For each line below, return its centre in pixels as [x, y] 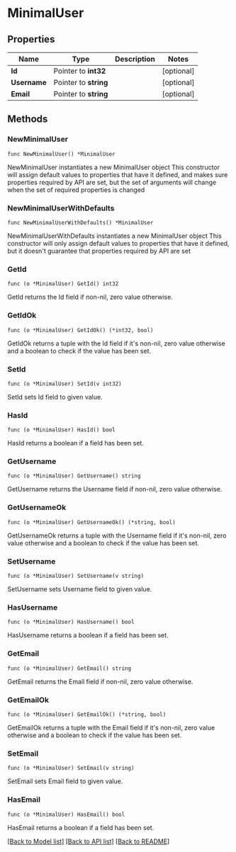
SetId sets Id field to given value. [55, 397]
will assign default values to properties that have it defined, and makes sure [118, 174]
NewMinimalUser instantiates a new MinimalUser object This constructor [114, 167]
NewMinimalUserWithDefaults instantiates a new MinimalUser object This [114, 236]
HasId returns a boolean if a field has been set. [75, 443]
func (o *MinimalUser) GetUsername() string [74, 476]
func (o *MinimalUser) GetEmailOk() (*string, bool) [87, 714]
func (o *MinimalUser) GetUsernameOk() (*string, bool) [91, 522]
